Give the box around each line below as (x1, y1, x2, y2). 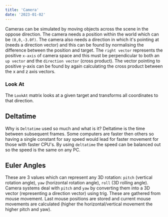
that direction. (5, 97, 34, 103)
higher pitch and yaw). (5, 206, 51, 212)
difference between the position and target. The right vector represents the (5, 47, 163, 53)
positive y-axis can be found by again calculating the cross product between (5, 63, 163, 69)
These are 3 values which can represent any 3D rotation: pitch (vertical (5, 174, 152, 180)
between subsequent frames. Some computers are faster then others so (5, 131, 154, 137)
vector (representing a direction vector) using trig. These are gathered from (5, 190, 161, 196)
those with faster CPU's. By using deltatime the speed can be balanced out (5, 141, 161, 147)
